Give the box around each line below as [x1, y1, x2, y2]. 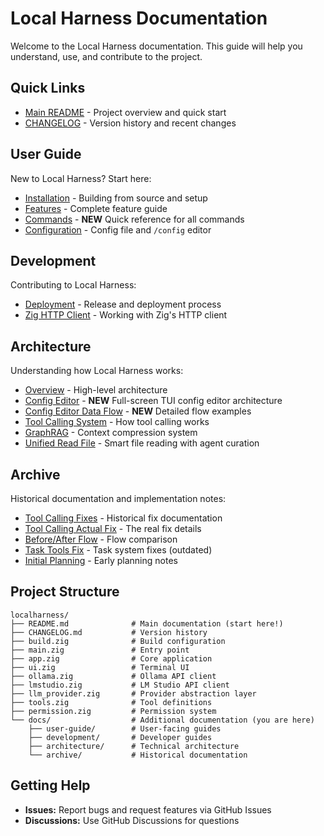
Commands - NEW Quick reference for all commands [24, 213, 245, 225]
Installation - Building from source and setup [24, 192, 208, 204]
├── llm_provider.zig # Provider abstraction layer [10, 688, 257, 699]
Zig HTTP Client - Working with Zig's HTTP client [24, 309, 228, 321]
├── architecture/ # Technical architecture [28, 741, 240, 751]
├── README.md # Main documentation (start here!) [10, 618, 284, 629]
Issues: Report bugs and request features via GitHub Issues [24, 803, 272, 816]
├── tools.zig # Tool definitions [10, 697, 213, 707]
